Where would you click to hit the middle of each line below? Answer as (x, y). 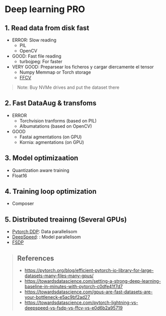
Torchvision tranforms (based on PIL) (58, 121)
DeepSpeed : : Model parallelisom (46, 237)
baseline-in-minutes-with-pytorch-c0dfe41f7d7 (73, 287)
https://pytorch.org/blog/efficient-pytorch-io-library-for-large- (89, 271)
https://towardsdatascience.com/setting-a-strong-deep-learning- (93, 281)
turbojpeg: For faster (41, 61)
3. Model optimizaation (41, 158)
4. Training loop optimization (51, 192)
